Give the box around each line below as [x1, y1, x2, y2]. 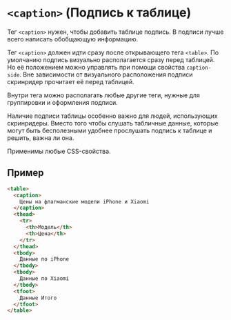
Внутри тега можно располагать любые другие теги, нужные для [7, 91, 200, 99]
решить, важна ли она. [7, 133, 74, 142]
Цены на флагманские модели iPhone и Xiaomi [19, 198, 150, 205]
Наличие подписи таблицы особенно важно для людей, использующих [7, 112, 219, 120]
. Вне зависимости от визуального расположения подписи [19, 70, 193, 79]
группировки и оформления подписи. [7, 98, 119, 106]
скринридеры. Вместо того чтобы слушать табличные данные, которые [7, 119, 219, 127]
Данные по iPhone [19, 256, 70, 263]
